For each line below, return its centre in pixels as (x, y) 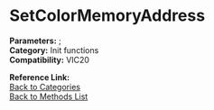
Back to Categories (45, 87)
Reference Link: (40, 77)
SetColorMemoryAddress (107, 16)
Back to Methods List (49, 96)
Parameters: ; (35, 41)
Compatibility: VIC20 (50, 60)
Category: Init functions (54, 50)
